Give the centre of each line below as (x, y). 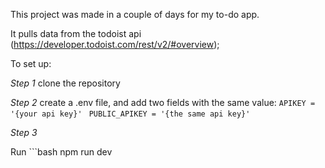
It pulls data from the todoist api (76, 33)
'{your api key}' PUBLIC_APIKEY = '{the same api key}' (130, 114)
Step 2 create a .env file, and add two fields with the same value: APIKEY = (163, 102)
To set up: (31, 63)
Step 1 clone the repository (65, 83)
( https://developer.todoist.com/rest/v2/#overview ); (115, 44)
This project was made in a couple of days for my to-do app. (135, 14)
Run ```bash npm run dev (61, 152)
